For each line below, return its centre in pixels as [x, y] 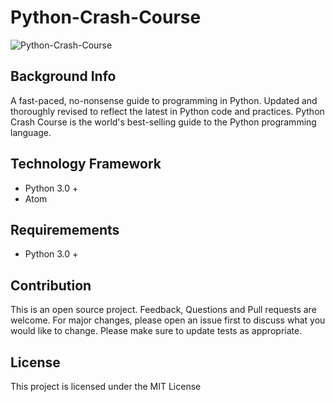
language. [31, 132]
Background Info [63, 76]
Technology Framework [86, 164]
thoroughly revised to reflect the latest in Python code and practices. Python [167, 111]
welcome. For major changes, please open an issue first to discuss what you [168, 320]
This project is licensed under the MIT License [106, 386]
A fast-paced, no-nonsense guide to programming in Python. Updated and [164, 100]
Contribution [51, 285]
